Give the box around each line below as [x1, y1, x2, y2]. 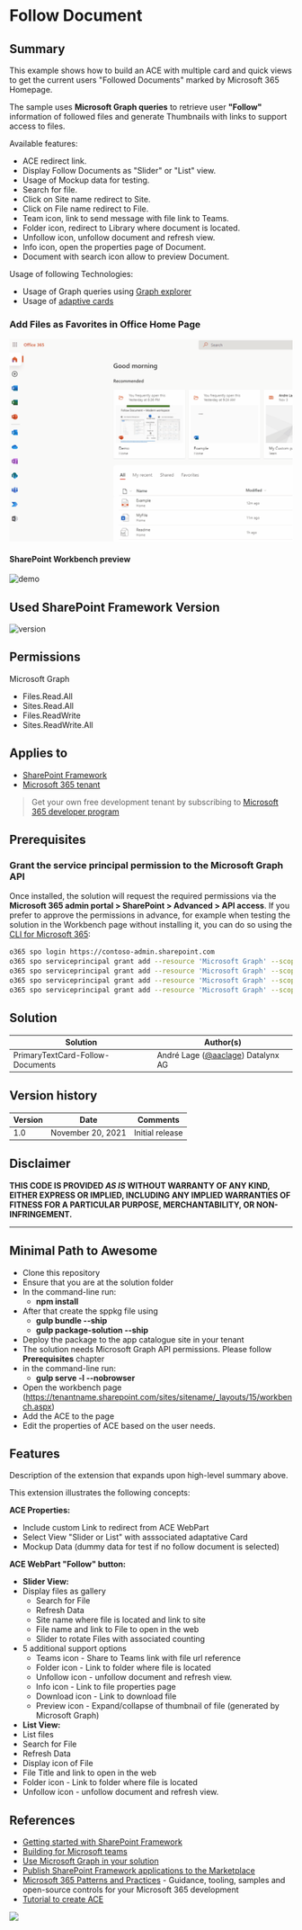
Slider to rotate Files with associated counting [35, 1634, 205, 1645]
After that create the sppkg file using [22, 1306, 159, 1316]
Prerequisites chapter [22, 1353, 105, 1364]
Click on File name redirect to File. [22, 203, 149, 214]
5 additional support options [22, 1643, 128, 1654]
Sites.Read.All [22, 700, 75, 711]
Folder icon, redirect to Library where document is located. [22, 222, 241, 233]
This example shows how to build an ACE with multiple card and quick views [9, 65, 292, 76]
